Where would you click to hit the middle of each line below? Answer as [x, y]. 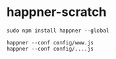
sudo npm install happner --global [58, 31]
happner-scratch [57, 12]
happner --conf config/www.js [50, 42]
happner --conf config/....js [50, 49]
